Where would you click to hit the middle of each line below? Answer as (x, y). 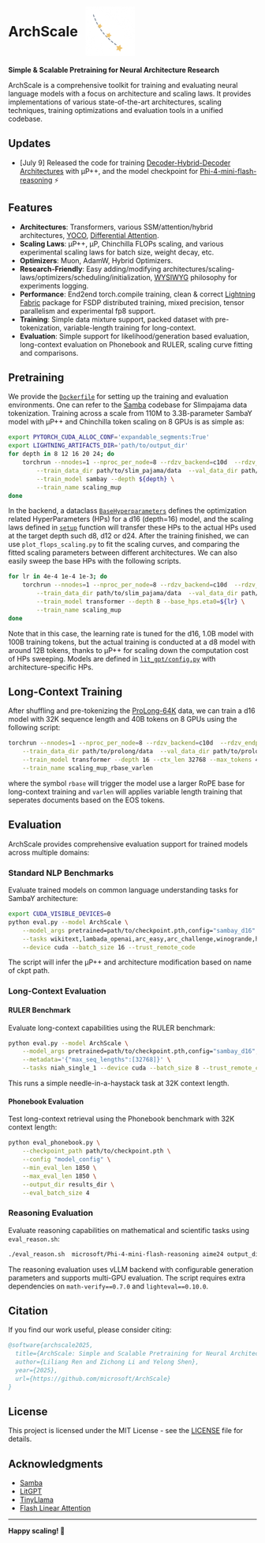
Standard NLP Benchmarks (61, 873)
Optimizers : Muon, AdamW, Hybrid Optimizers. (96, 260)
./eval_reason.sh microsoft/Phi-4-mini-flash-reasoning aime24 (116, 1254)
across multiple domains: (49, 852)
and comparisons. (49, 353)
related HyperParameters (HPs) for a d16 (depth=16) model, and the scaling (131, 519)
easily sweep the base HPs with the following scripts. (95, 561)
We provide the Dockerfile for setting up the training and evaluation (118, 397)
